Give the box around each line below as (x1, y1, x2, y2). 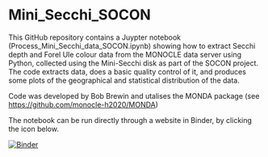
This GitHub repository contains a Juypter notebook (8, 32, 182, 42)
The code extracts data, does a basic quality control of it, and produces (8, 66, 246, 76)
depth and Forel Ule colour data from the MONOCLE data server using (8, 49, 242, 59)
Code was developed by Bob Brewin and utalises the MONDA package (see (8, 91, 260, 100)
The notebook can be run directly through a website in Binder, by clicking (8, 115, 253, 125)
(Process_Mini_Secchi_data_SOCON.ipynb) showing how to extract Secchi (8, 40, 256, 50)
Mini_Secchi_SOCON (8, 6, 151, 24)
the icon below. (8, 124, 59, 134)
